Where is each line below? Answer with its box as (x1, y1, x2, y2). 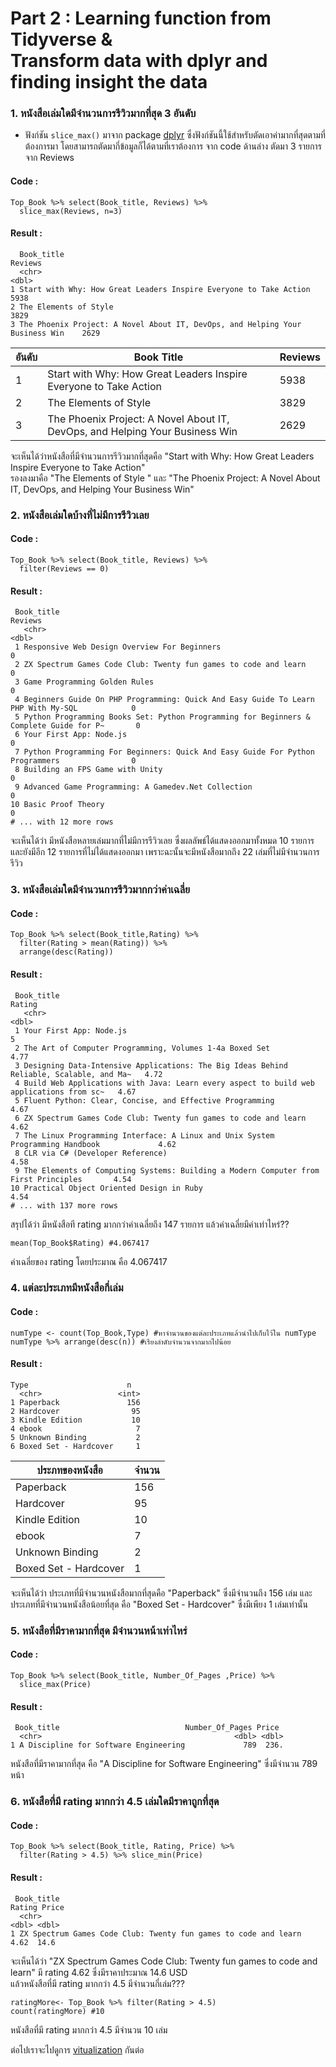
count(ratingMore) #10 (10, 2006, 105, 2016)
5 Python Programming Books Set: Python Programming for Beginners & (14, 712, 311, 722)
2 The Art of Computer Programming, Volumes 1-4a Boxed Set (14, 1043, 271, 1053)
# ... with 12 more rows (10, 817, 114, 827)
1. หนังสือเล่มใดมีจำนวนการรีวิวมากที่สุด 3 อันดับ (10, 107, 197, 121)
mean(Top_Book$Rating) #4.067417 (10, 1238, 150, 1248)
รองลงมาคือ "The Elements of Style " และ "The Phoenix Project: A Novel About (10, 472, 321, 484)
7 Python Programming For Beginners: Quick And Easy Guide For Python (14, 747, 315, 757)
